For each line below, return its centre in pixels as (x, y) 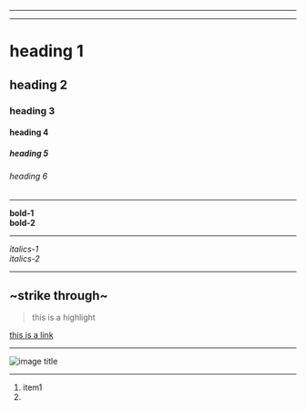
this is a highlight (63, 318)
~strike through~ (59, 296)
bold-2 (23, 222)
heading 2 (39, 84)
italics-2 (25, 258)
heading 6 (29, 176)
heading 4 (29, 132)
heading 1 (46, 51)
